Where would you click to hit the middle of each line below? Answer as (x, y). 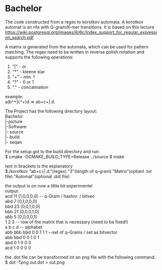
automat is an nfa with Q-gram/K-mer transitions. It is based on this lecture (80, 27)
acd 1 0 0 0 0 (18, 248)
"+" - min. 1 (24, 77)
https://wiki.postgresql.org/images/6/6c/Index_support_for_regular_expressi (81, 32)
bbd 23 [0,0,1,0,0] (23, 206)
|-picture (14, 121)
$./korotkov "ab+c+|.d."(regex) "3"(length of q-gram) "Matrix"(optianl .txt (78, 171)
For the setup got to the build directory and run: (53, 152)
